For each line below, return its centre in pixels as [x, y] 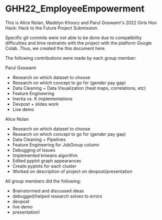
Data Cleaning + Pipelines [39, 139]
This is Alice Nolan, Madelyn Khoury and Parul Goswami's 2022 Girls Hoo [81, 23]
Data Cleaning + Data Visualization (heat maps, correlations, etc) [79, 88]
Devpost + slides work [35, 104]
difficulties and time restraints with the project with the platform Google [78, 43]
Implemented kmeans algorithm [45, 155]
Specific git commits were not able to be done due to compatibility [73, 38]
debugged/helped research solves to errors [57, 196]
